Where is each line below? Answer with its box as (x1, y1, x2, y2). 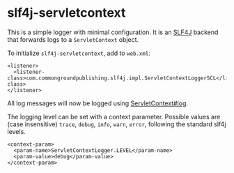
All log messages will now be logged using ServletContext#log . (7, 99, 189, 107)
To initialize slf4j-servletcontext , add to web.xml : (7, 49, 151, 57)
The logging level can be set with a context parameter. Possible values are (7, 112, 221, 121)
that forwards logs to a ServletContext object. (7, 35, 139, 43)
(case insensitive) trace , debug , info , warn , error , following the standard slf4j (7, 120, 226, 128)
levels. (7, 127, 26, 135)
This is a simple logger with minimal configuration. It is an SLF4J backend (7, 28, 219, 36)
